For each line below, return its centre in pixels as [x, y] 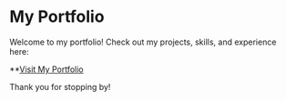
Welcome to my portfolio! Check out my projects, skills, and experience [143, 42]
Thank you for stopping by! [60, 86]
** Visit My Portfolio [46, 69]
